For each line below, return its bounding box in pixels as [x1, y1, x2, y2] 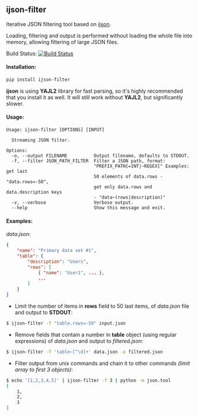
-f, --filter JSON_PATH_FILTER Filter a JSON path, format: [11, 158, 166, 164]
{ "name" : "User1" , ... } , [37, 270, 105, 276]
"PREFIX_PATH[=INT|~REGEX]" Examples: [94, 163, 190, 169]
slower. [6, 100, 24, 107]
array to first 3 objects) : [14, 365, 73, 373]
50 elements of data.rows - [94, 174, 163, 180]
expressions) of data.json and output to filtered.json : [14, 337, 143, 344]
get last [6, 169, 28, 175]
